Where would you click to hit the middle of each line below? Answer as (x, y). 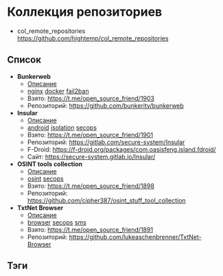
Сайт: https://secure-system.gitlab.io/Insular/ (91, 157)
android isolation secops (62, 127)
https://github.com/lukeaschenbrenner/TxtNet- (135, 237)
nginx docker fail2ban (58, 91)
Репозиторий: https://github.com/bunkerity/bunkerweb (105, 105)
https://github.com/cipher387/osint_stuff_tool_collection (107, 200)
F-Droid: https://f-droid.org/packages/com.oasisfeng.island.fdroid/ (121, 149)
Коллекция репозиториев (85, 12)
